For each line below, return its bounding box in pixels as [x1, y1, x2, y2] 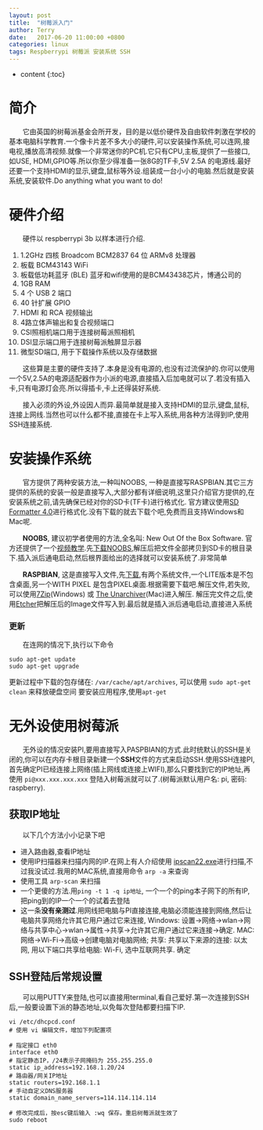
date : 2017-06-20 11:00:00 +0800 [9, 33, 125, 42]
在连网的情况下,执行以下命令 [22, 640, 114, 650]
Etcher [16, 599, 38, 608]
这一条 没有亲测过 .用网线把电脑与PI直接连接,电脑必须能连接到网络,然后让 [20, 906, 253, 915]
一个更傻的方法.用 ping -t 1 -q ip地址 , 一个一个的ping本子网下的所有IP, [20, 886, 250, 895]
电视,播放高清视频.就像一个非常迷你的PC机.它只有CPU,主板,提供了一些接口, [9, 146, 250, 155]
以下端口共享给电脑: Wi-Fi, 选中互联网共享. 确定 [38, 945, 191, 954]
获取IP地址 [9, 807, 60, 821]
